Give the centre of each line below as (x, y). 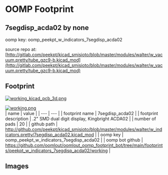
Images (17, 166)
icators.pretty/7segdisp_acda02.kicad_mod (49, 134)
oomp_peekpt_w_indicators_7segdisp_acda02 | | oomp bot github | (74, 140)
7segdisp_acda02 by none (47, 28)
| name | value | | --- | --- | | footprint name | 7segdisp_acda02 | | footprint (82, 113)
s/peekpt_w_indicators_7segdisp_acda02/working (56, 150)
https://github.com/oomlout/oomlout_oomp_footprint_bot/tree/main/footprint (84, 145)
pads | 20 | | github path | (31, 124)
